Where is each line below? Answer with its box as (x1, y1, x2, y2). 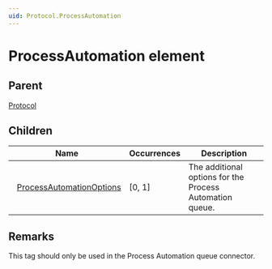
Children (8, 124, 53, 138)
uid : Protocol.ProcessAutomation (8, 11, 121, 20)
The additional (188, 161, 243, 173)
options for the (188, 172, 244, 183)
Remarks (8, 229, 55, 243)
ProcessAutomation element (8, 46, 205, 65)
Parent (8, 79, 43, 93)
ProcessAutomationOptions (16, 181, 121, 193)
